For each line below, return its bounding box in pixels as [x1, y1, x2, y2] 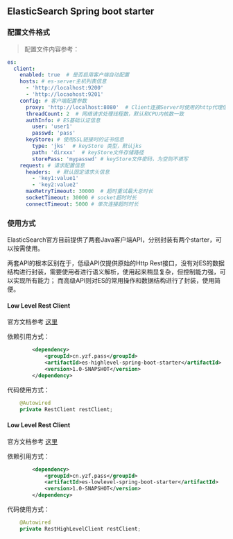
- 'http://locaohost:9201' [25, 91, 104, 98]
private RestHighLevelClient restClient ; [19, 525, 141, 532]
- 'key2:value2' [32, 181, 79, 188]
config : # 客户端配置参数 [19, 97, 87, 104]
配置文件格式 [7, 28, 51, 38]
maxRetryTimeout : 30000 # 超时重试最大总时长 [25, 188, 154, 195]
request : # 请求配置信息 [19, 162, 85, 169]
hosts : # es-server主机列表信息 [19, 78, 107, 85]
